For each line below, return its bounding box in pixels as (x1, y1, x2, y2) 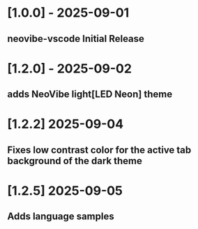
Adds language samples (7, 211, 114, 223)
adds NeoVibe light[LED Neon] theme (7, 89, 173, 101)
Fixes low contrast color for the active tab (7, 144, 192, 156)
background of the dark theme (7, 155, 143, 167)
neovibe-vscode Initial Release (7, 33, 145, 45)
